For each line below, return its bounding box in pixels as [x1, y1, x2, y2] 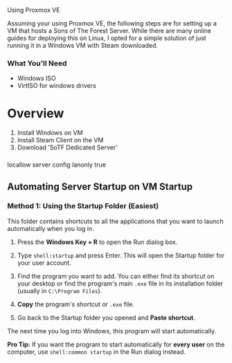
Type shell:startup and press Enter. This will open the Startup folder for [17, 251, 225, 259]
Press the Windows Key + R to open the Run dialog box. [17, 238, 178, 246]
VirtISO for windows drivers [17, 82, 97, 90]
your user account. [17, 259, 71, 267]
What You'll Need [7, 58, 67, 68]
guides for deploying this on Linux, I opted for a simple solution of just [7, 34, 206, 42]
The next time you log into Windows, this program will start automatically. [7, 326, 217, 335]
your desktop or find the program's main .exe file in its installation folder [17, 279, 224, 288]
